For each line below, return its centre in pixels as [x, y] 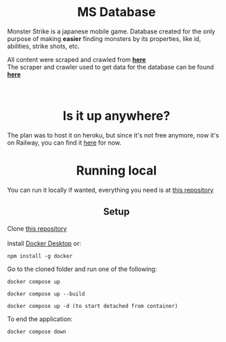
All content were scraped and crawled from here [77, 59]
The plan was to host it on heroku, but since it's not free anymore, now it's [113, 135]
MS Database [116, 12]
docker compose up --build [46, 294]
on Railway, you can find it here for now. [64, 142]
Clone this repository [37, 228]
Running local [116, 171]
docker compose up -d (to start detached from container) [93, 306]
